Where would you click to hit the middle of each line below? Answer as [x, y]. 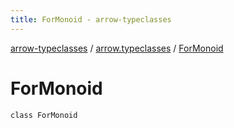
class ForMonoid [44, 115]
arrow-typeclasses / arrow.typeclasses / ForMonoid [117, 48]
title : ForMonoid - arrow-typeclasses [91, 19]
